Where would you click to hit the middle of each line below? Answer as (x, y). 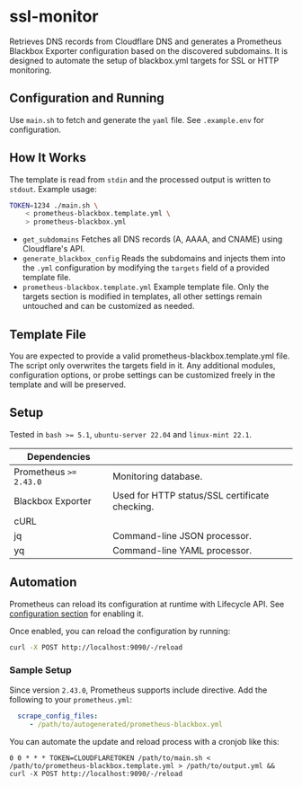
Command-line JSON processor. (182, 535)
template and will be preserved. (68, 385)
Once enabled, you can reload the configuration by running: (120, 631)
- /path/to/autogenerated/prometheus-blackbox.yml (126, 724)
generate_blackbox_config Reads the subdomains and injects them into (154, 259)
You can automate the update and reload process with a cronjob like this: (145, 741)
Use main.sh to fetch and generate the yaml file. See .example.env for (137, 119)
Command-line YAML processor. (182, 550)
